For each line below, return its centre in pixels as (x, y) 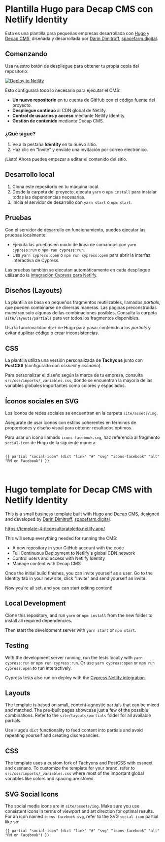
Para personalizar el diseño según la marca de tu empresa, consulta (74, 375)
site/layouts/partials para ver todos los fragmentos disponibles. (72, 318)
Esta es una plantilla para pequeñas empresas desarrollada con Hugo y (77, 33)
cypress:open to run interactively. (39, 668)
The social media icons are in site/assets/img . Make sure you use (72, 806)
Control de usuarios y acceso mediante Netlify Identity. (69, 115)
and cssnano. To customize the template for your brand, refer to (70, 768)
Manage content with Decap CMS (47, 564)
